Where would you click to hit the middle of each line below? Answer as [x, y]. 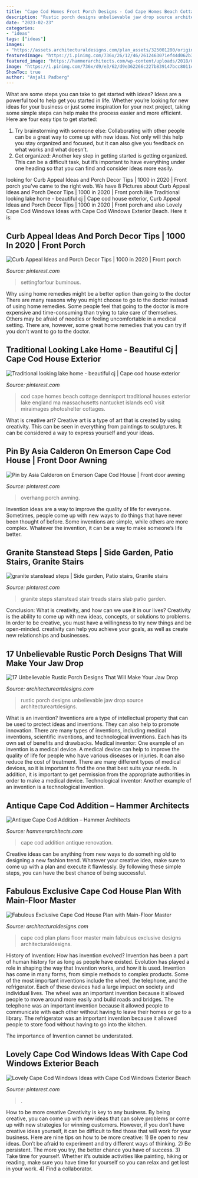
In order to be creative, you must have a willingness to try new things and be [99, 623]
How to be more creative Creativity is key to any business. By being [88, 1112]
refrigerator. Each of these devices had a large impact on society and [90, 987]
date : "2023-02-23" [30, 22]
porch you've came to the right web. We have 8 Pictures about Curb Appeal [98, 186]
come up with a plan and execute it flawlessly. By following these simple [94, 866]
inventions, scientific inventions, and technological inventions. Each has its [97, 737]
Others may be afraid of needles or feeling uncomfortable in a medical [91, 319]
